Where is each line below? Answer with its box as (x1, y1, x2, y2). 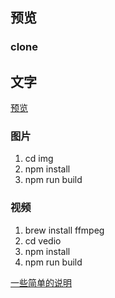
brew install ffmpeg (24, 224, 105, 236)
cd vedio (24, 234, 62, 247)
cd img (24, 153, 54, 165)
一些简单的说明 (10, 276, 72, 288)
